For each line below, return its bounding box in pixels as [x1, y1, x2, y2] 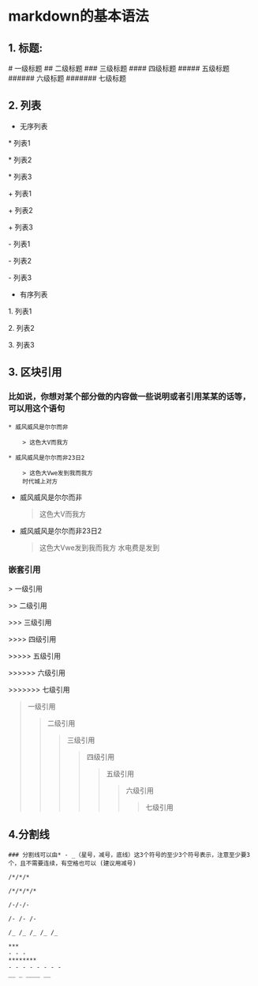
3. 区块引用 [8, 366, 62, 379]
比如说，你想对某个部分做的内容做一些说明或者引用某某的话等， [8, 391, 251, 402]
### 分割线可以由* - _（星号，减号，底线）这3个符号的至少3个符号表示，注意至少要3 [8, 851, 251, 859]
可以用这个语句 [8, 403, 65, 414]
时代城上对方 [22, 477, 58, 485]
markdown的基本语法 [8, 7, 149, 25]
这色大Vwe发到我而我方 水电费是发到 [39, 543, 160, 552]
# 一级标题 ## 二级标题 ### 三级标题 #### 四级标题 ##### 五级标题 [8, 64, 230, 73]
